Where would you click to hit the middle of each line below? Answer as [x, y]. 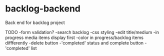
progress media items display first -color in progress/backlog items [74, 37]
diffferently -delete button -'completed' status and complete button [74, 42]
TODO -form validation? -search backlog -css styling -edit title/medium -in [82, 32]
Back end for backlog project [35, 22]
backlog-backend [43, 9]
